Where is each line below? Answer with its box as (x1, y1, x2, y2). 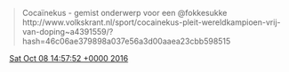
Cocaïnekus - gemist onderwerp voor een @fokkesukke (21, 8, 228, 18)
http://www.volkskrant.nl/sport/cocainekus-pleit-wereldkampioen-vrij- (21, 17, 281, 28)
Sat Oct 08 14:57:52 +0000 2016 (8, 53, 129, 63)
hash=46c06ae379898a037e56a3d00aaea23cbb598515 (21, 36, 231, 46)
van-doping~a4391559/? (21, 27, 114, 36)
